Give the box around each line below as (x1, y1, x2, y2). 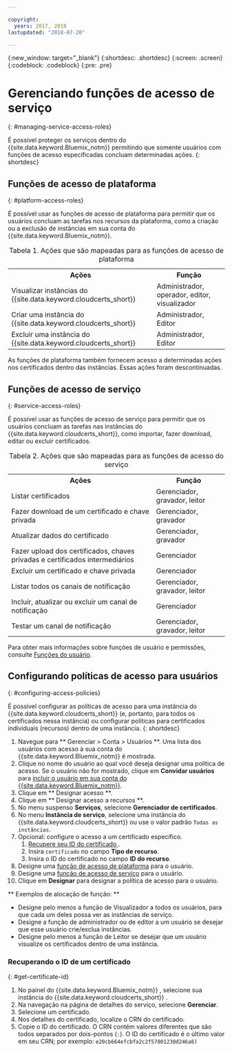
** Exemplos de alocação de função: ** (8, 889, 120, 898)
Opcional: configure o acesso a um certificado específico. (17, 832, 183, 840)
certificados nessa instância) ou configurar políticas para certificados (8, 716, 205, 725)
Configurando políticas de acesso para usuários (8, 670, 219, 682)
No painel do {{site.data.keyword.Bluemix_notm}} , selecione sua (17, 986, 202, 994)
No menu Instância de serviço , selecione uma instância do (17, 810, 186, 818)
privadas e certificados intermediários (11, 555, 135, 564)
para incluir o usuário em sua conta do (17, 774, 127, 782)
